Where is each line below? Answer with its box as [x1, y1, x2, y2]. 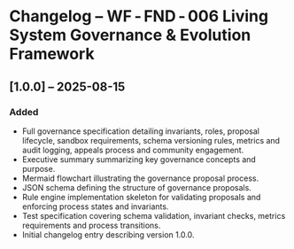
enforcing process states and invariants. [21, 201, 169, 212]
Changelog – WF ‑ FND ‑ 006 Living [9, 6, 268, 27]
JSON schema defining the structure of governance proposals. [21, 182, 252, 192]
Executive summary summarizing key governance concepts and [21, 153, 257, 165]
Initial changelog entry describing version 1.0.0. [21, 229, 195, 240]
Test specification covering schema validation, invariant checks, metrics [21, 210, 286, 221]
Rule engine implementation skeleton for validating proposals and [21, 191, 261, 202]
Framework [9, 44, 95, 64]
